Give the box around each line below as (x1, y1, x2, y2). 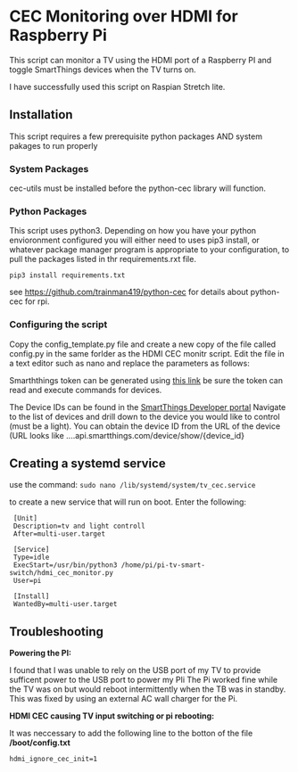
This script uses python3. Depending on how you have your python (9, 226, 257, 236)
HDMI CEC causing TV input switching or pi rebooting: (9, 710, 215, 721)
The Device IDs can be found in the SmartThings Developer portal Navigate (9, 401, 286, 412)
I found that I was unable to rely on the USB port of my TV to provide (9, 665, 261, 676)
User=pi (12, 577, 42, 586)
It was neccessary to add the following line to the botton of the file (9, 728, 253, 739)
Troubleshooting (9, 624, 104, 639)
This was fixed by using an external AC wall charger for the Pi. (9, 694, 238, 704)
